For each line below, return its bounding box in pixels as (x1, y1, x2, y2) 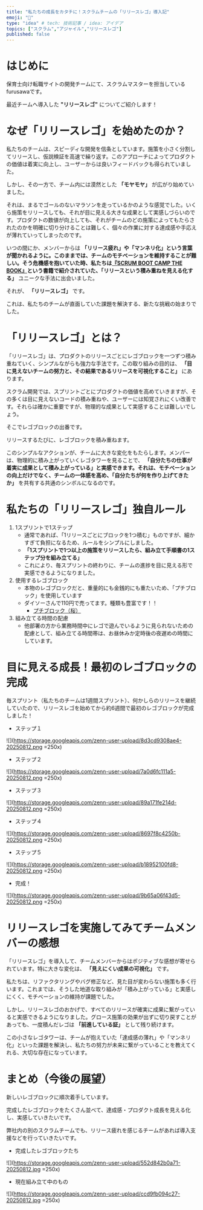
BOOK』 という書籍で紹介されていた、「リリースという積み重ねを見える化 (6, 267, 188, 274)
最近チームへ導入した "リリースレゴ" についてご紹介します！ (6, 101, 158, 108)
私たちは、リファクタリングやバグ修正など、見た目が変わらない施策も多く (6, 977, 192, 985)
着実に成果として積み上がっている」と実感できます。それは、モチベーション (6, 464, 196, 471)
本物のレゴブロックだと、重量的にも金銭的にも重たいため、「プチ (24, 584, 186, 591)
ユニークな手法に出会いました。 (18, 274, 98, 282)
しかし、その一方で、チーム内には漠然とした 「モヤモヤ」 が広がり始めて (6, 181, 189, 188)
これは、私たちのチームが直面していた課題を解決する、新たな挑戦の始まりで (6, 300, 197, 307)
